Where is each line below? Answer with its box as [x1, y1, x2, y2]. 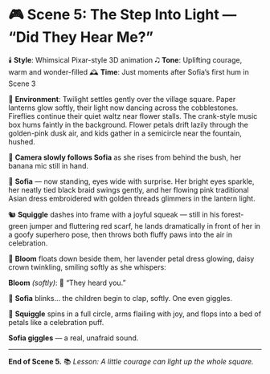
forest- [221, 209, 244, 219]
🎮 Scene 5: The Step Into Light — [8, 6, 237, 24]
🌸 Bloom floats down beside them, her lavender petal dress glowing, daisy [8, 254, 255, 263]
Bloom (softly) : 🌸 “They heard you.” [8, 278, 126, 287]
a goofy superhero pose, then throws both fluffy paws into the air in [8, 230, 233, 239]
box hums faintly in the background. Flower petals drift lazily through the [8, 120, 249, 129]
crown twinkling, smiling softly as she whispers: [8, 262, 166, 272]
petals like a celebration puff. [8, 317, 104, 327]
